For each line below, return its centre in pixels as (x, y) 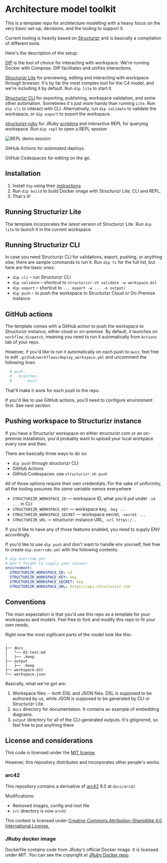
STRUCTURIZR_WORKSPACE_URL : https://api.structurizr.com (70, 586)
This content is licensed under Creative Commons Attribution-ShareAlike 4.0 (83, 821)
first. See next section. (28, 405)
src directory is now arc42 (39, 811)
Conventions (26, 602)
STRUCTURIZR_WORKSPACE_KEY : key (43, 577)
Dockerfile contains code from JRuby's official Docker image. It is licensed (82, 850)
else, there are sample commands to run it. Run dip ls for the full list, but (80, 262)
